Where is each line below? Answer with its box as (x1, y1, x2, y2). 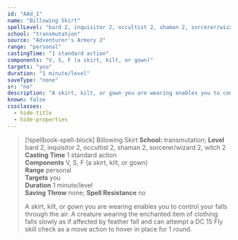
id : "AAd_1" (7, 10, 42, 18)
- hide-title (13, 109, 52, 116)
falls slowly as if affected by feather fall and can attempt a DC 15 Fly (24, 217, 223, 226)
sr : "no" (7, 83, 33, 90)
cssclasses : (7, 103, 42, 110)
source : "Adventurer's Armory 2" (7, 37, 106, 44)
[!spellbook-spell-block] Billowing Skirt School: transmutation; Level (24, 136, 225, 144)
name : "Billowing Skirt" (7, 17, 81, 24)
